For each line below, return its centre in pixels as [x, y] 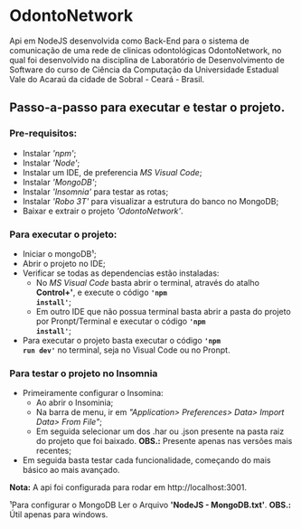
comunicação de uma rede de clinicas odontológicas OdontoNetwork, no [146, 50]
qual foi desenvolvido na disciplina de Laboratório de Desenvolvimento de [147, 60]
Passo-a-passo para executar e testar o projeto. [147, 108]
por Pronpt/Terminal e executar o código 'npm [121, 321]
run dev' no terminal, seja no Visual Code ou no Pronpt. [126, 350]
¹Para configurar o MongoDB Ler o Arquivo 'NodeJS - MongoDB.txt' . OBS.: [150, 505]
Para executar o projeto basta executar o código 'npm [122, 340]
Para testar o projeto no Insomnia [84, 373]
